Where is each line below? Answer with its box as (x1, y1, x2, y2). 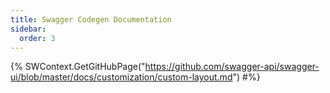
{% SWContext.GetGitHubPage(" (10, 61, 146, 73)
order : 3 (19, 33, 56, 43)
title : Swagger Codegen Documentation (10, 14, 172, 25)
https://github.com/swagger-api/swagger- (144, 61, 320, 73)
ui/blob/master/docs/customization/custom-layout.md (10, 71, 233, 83)
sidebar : (10, 24, 47, 34)
